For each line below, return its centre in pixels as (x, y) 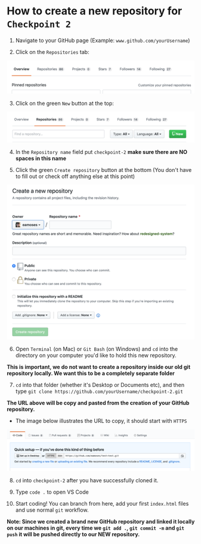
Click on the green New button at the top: (64, 104)
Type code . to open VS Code (52, 492)
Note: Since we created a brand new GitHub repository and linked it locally (101, 521)
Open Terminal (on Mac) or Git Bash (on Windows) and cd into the (97, 349)
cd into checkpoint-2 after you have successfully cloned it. (87, 480)
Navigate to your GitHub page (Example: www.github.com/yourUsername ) (103, 40)
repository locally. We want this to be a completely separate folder (91, 373)
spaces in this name (41, 158)
